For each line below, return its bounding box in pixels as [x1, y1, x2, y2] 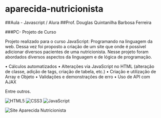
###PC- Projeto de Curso [5, 29, 57, 35]
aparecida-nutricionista [5, 3, 103, 15]
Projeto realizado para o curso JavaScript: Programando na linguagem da [5, 38, 153, 44]
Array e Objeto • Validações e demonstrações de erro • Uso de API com [5, 74, 150, 79]
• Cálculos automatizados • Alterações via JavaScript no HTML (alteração [5, 63, 155, 69]
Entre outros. [5, 88, 31, 94]
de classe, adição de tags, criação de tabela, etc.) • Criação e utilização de [5, 68, 156, 74]
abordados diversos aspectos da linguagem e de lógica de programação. [5, 54, 152, 59]
